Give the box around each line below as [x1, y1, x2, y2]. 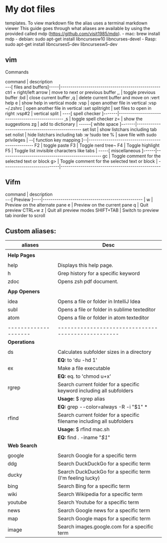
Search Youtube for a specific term [57, 499, 139, 506]
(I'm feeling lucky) [57, 475, 100, 482]
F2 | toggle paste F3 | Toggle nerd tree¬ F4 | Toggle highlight [34, 142, 160, 148]
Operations [7, 338, 35, 345]
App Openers [7, 288, 40, 295]
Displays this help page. [57, 262, 113, 269]
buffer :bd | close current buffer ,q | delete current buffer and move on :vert [5, 94, 160, 100]
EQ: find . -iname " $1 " [57, 434, 110, 441]
